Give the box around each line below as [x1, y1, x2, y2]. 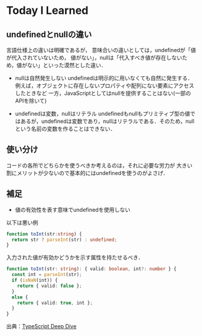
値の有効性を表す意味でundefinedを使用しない [14, 206, 131, 213]
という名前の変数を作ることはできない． [14, 125, 116, 132]
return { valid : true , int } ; [17, 300, 93, 306]
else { [11, 294, 28, 300]
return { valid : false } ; [17, 283, 83, 289]
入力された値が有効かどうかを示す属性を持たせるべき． [6, 254, 144, 261]
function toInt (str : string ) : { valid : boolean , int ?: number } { [6, 266, 177, 272]
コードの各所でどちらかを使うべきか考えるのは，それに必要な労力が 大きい [6, 162, 193, 169]
